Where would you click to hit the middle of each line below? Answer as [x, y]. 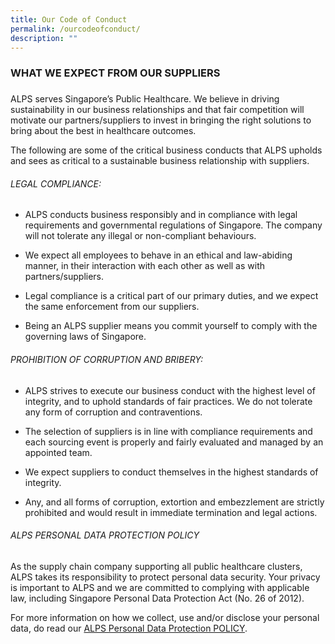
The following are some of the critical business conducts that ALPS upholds [166, 150]
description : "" [44, 38]
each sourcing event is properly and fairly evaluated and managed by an [174, 442]
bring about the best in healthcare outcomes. [103, 131]
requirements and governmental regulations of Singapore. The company [173, 225]
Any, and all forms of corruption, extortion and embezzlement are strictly [174, 502]
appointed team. [58, 452]
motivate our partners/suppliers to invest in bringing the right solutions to [161, 120]
